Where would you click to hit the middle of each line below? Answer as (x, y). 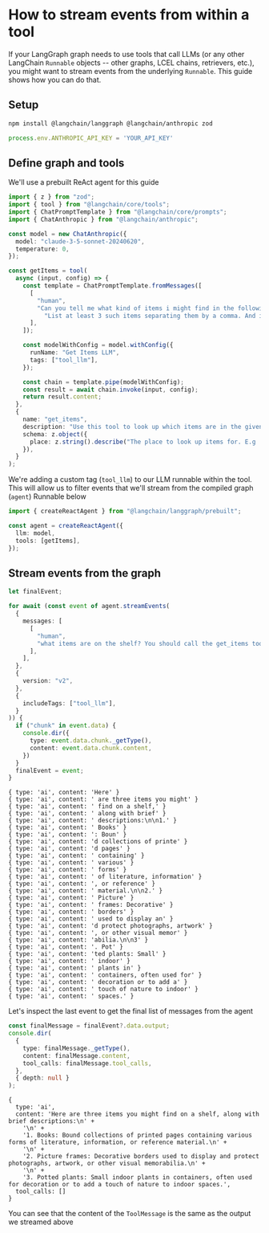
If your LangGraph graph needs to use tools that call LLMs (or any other (126, 54)
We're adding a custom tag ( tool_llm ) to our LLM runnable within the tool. (130, 480)
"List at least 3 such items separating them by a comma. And (150, 316)
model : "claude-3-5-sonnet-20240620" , (80, 241)
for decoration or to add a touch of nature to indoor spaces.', (119, 1185)
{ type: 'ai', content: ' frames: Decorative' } (91, 905)
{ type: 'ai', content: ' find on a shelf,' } (87, 806)
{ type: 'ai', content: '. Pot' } (66, 947)
